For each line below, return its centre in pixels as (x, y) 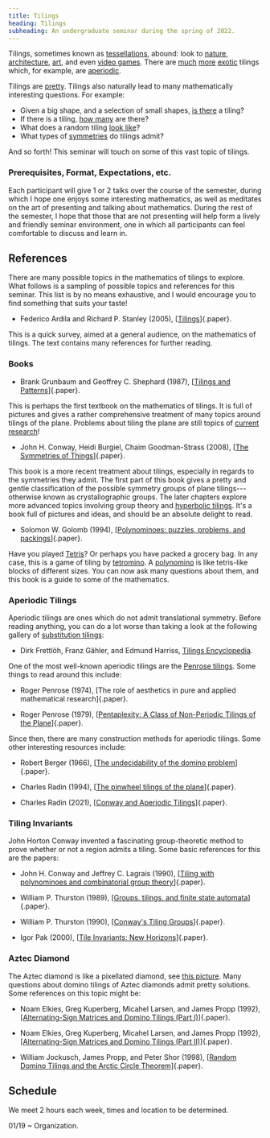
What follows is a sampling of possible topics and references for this (122, 286)
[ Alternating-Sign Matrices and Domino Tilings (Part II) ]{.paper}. (126, 1041)
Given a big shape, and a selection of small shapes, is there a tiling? (132, 110)
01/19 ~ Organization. (43, 1126)
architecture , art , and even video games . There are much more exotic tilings (134, 62)
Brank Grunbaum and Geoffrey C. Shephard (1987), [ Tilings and (125, 381)
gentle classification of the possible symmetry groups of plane (112, 488)
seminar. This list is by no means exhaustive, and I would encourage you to (132, 295)
